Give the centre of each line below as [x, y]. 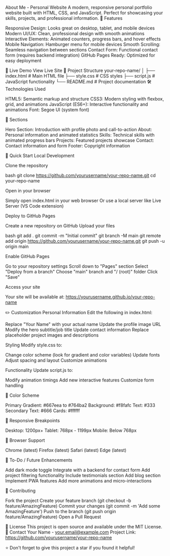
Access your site [23, 287]
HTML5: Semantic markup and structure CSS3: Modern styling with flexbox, [85, 99]
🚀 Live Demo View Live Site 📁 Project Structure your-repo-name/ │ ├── [80, 70]
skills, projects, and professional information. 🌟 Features [64, 18]
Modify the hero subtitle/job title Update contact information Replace [77, 330]
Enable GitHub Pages [27, 256]
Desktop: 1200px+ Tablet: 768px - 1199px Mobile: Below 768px [71, 430]
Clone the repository [27, 166]
